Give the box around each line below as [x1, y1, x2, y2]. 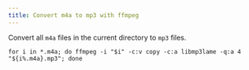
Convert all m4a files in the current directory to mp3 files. [8, 33, 187, 42]
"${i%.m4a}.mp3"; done [8, 54, 83, 62]
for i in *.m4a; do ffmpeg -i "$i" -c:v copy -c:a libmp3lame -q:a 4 [8, 47, 242, 55]
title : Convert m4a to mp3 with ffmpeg [8, 11, 139, 19]
